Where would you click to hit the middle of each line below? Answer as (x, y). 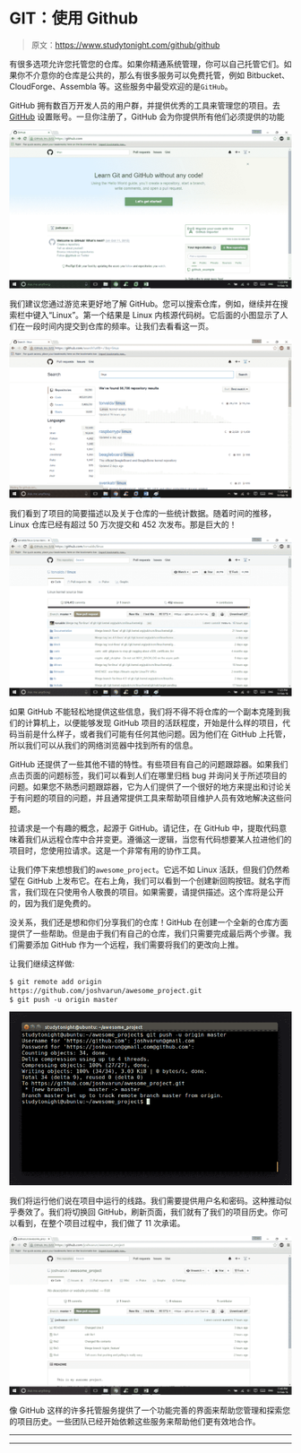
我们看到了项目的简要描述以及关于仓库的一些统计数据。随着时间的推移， (142, 513)
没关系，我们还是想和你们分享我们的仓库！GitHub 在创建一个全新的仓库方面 (149, 922)
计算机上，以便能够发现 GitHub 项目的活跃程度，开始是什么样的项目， (154, 722)
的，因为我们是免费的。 (52, 903)
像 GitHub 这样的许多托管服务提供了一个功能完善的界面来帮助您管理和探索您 (150, 1410)
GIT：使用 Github (74, 18)
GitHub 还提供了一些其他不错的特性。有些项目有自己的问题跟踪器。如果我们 (149, 764)
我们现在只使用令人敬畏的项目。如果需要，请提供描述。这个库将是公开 (154, 892)
